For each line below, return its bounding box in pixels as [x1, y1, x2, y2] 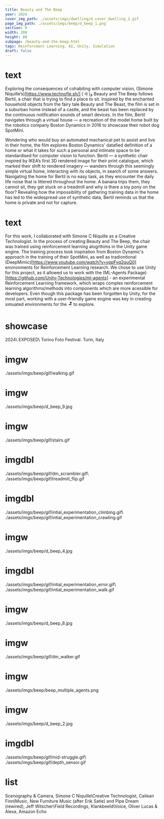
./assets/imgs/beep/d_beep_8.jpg [5, 620, 72, 626]
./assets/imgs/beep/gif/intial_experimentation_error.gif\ [5, 581, 116, 587]
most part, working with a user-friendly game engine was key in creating [5, 296, 152, 302]
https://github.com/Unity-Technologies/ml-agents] [6, 275, 109, 281]
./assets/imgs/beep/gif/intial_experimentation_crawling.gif [5, 515, 122, 520]
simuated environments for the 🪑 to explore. [5, 301, 95, 307]
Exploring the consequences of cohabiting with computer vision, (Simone [5, 86, 153, 91]
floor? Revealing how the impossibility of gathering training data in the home [5, 189, 159, 195]
